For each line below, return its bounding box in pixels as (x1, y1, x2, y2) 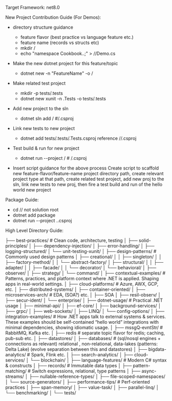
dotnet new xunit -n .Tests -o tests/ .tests (20, 96, 106, 101)
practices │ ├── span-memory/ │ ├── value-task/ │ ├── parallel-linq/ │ (5, 384, 159, 390)
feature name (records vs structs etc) (20, 39, 99, 46)
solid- (138, 238, 151, 243)
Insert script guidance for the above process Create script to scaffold (12, 165, 159, 171)
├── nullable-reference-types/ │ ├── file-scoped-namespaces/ (29, 373, 165, 379)
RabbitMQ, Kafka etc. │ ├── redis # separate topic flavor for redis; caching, (5, 330, 165, 336)
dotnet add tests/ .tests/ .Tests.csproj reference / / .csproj (20, 135, 137, 141)
